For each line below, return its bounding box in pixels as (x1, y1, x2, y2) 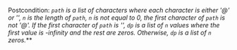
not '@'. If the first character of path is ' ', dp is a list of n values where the (8, 21, 220, 29)
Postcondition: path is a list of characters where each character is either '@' (8, 6, 230, 14)
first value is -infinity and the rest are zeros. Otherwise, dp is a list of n (8, 28, 212, 37)
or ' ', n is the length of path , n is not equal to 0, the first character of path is (8, 13, 225, 22)
